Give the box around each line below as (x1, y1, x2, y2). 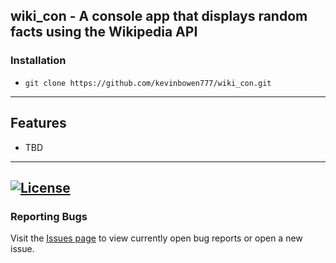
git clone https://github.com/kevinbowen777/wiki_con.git (24, 78, 272, 88)
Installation (10, 54, 67, 68)
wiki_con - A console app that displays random (10, 8, 308, 25)
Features (10, 115, 67, 132)
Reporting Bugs (10, 209, 88, 223)
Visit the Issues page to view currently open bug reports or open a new (10, 232, 303, 244)
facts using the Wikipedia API (10, 24, 198, 41)
